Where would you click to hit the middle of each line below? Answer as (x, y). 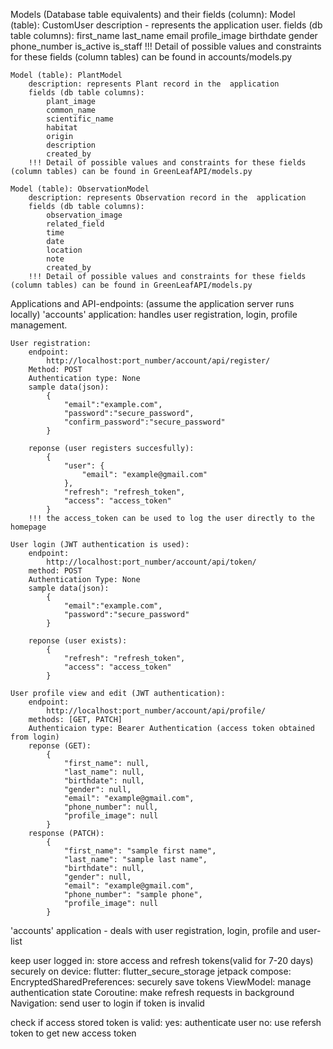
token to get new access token (73, 1033)
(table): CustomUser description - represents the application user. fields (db (166, 25)
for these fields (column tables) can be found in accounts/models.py (151, 57)
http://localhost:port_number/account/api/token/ (151, 562)
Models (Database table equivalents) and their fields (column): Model (153, 14)
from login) (35, 737)
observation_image (84, 215)
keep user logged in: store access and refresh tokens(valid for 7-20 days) (162, 960)
